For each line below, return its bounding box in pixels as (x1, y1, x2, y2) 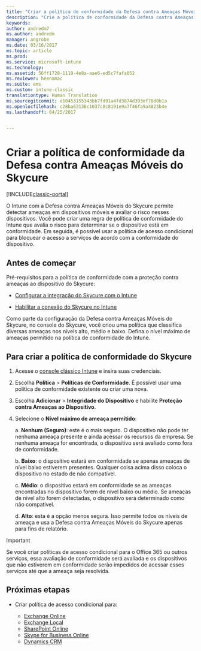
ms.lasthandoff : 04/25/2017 (6, 109, 77, 115)
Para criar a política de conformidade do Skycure (6, 351, 193, 361)
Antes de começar (6, 258, 77, 268)
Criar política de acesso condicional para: (14, 601, 118, 608)
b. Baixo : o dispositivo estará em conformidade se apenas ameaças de (14, 457, 190, 465)
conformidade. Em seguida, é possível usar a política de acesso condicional (6, 228, 193, 235)
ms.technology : (6, 64, 44, 71)
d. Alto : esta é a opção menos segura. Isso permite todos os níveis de (14, 512, 188, 519)
